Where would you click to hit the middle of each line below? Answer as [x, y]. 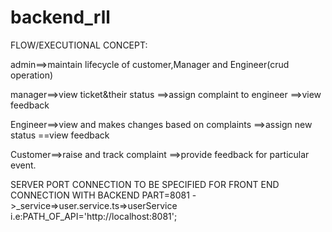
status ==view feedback [60, 135]
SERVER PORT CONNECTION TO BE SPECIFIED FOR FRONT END [145, 184]
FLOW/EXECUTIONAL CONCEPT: [79, 45]
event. [23, 165]
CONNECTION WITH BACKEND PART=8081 [100, 195]
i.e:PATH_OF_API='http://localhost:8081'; [94, 216]
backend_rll [60, 17]
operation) [32, 75]
